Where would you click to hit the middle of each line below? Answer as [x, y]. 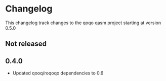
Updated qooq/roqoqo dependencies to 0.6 [58, 73]
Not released [26, 44]
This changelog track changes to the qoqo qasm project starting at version [83, 23]
